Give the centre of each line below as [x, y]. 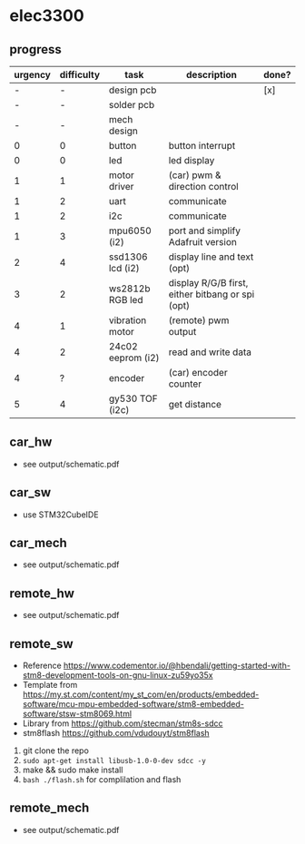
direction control [203, 186]
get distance [195, 404]
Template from [50, 685]
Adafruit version [203, 242]
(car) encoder [198, 373]
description [212, 75]
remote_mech [49, 808]
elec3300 [47, 16]
